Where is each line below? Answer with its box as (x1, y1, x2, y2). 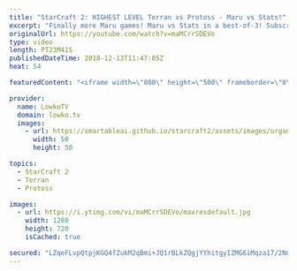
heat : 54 (9, 63, 42, 72)
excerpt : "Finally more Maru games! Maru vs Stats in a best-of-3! (9, 21, 263, 30)
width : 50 (32, 135, 69, 144)
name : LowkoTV (17, 102, 69, 111)
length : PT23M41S (9, 46, 73, 55)
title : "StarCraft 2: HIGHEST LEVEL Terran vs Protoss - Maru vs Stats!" (9, 12, 287, 22)
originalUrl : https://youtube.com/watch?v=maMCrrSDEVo (9, 29, 216, 38)
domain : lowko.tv (17, 110, 81, 119)
